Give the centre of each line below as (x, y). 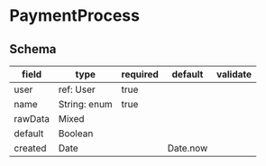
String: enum (85, 104)
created (30, 148)
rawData (32, 119)
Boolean (76, 134)
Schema (33, 49)
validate (234, 74)
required (140, 74)
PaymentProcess (74, 16)
